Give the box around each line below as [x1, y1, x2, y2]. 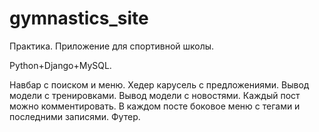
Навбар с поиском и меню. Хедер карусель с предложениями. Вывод [9, 78, 310, 91]
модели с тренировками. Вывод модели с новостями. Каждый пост [9, 89, 301, 101]
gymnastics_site [9, 7, 149, 30]
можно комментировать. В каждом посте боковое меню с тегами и [9, 100, 301, 112]
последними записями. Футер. [9, 110, 141, 122]
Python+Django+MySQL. [9, 59, 112, 71]
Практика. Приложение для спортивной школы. [9, 40, 215, 52]
